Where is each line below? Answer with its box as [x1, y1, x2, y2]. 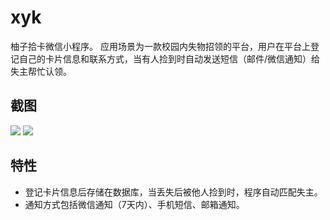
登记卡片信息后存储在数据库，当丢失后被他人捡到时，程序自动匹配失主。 [24, 186, 323, 198]
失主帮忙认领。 [10, 65, 72, 77]
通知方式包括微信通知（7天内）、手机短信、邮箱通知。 [24, 198, 245, 210]
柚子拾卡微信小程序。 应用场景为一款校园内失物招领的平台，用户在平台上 [10, 40, 311, 52]
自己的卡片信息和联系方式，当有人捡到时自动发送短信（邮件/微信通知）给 [18, 52, 321, 65]
